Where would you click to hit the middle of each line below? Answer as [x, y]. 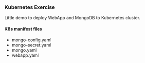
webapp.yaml [25, 55]
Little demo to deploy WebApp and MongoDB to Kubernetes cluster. [72, 18]
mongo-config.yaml [31, 40]
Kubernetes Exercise [30, 7]
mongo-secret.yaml [31, 45]
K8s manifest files [23, 29]
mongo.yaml [24, 50]
